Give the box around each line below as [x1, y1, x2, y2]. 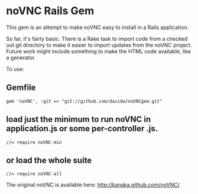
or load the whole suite [6, 155, 92, 165]
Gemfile [6, 83, 36, 93]
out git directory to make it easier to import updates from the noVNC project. [6, 41, 192, 48]
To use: [6, 65, 25, 72]
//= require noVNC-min [6, 139, 62, 145]
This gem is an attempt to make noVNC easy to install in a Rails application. [6, 24, 189, 31]
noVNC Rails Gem [6, 4, 95, 18]
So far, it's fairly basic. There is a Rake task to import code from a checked [6, 35, 188, 42]
